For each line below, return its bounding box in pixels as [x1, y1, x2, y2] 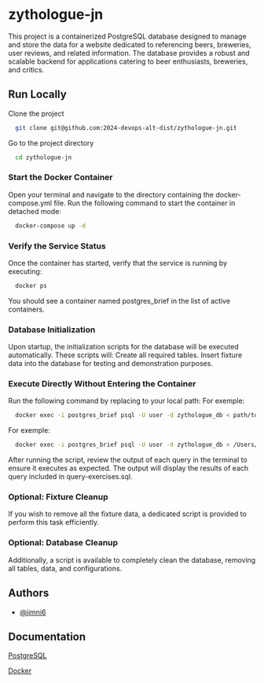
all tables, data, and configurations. [8, 563, 123, 573]
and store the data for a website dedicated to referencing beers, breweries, [8, 39, 251, 49]
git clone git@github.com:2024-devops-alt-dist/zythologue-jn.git [15, 124, 237, 131]
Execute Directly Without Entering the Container [8, 378, 196, 389]
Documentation [8, 629, 86, 643]
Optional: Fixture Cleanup [8, 492, 108, 503]
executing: [8, 266, 42, 276]
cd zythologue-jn [15, 153, 72, 161]
